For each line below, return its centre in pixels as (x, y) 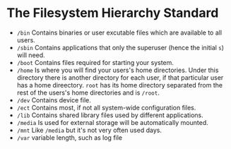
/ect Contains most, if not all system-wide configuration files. (106, 107)
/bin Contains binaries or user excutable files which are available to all (119, 32)
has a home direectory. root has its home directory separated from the (120, 85)
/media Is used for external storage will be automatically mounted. (113, 122)
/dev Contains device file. (54, 100)
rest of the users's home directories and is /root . (88, 93)
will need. (31, 55)
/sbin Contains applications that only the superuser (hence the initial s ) (120, 47)
